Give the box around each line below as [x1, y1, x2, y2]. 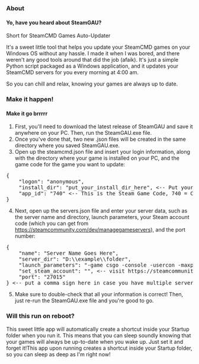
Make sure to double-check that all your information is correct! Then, [14, 291, 184, 298]
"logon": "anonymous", [18, 178, 85, 185]
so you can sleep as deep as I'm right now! [6, 350, 111, 357]
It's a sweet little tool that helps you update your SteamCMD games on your [6, 43, 191, 51]
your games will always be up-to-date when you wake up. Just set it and [6, 338, 184, 345]
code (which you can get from [14, 220, 89, 227]
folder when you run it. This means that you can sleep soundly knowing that [6, 331, 191, 339]
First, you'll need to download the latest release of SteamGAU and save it [14, 123, 194, 130]
